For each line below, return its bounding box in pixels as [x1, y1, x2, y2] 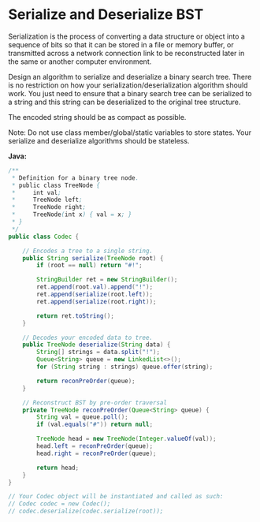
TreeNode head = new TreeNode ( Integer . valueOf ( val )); [36, 435, 217, 443]
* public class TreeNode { [11, 181, 101, 189]
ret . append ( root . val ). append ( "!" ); [36, 283, 154, 291]
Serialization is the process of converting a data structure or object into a [8, 32, 246, 41]
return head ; [36, 464, 80, 472]
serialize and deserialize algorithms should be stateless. [8, 136, 190, 145]
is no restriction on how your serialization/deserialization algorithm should [8, 80, 248, 90]
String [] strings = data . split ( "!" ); [36, 349, 160, 356]
